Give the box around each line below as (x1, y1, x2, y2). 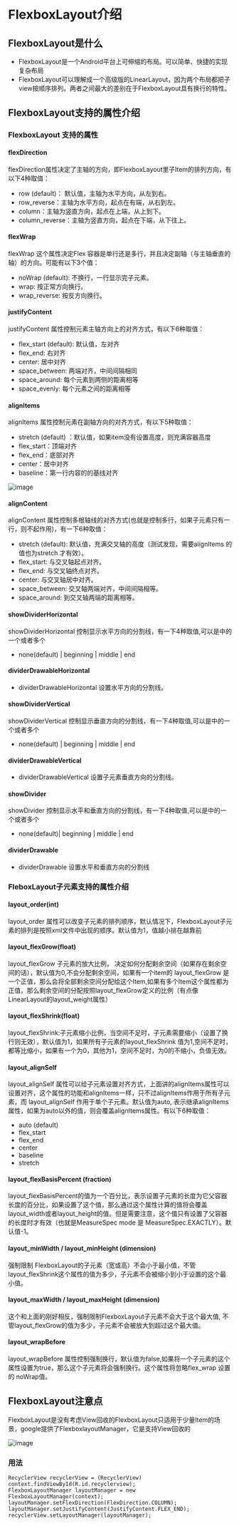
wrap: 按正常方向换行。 (18, 282, 87, 291)
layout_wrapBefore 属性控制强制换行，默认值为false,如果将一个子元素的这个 (8, 1355, 230, 1363)
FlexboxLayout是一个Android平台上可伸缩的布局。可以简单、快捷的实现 (18, 58, 228, 66)
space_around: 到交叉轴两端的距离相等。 (18, 593, 139, 602)
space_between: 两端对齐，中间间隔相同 (18, 366, 138, 375)
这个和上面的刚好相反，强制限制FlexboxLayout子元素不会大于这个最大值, (8, 1312, 221, 1321)
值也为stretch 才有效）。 (18, 549, 88, 557)
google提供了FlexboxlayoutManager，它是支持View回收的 (20, 1424, 191, 1433)
